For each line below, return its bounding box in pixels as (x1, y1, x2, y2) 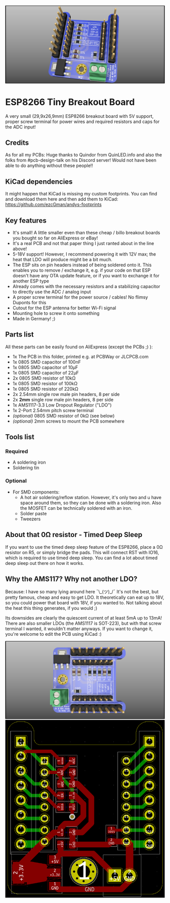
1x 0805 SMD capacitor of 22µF (12, 370, 79, 376)
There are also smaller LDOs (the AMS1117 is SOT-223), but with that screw (5, 621, 162, 627)
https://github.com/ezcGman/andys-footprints (5, 201, 102, 208)
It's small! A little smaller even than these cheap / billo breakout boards (12, 229, 160, 235)
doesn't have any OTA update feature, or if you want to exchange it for (12, 272, 159, 278)
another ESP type (12, 278, 50, 284)
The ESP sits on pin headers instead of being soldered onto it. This (12, 262, 152, 268)
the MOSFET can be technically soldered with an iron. (20, 505, 133, 511)
